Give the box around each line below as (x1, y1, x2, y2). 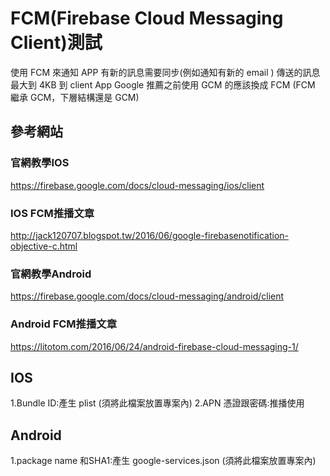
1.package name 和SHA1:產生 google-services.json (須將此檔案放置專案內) (10, 455, 317, 467)
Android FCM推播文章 (10, 317, 118, 331)
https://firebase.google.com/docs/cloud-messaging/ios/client (10, 179, 265, 191)
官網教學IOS (10, 156, 70, 170)
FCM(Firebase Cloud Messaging (10, 7, 284, 30)
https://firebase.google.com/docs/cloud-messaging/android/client (10, 290, 285, 302)
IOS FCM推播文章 (10, 206, 95, 220)
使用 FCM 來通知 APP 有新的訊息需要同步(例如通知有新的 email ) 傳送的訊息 (10, 66, 321, 78)
